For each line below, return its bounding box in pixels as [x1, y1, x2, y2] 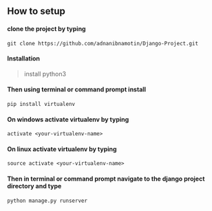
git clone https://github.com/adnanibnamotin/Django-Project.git [7, 40, 198, 47]
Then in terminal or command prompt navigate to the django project [7, 175, 205, 183]
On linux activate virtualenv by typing [7, 144, 117, 153]
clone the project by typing [7, 24, 86, 33]
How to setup [7, 5, 65, 17]
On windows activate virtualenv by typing [7, 115, 129, 123]
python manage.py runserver [7, 197, 88, 204]
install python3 [23, 69, 67, 78]
